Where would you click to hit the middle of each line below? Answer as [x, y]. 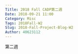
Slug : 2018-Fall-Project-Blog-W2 [39, 28]
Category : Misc [21, 18]
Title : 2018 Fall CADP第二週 [34, 9]
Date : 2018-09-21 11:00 [29, 14]
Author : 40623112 [23, 32]
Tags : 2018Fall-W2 [24, 23]
